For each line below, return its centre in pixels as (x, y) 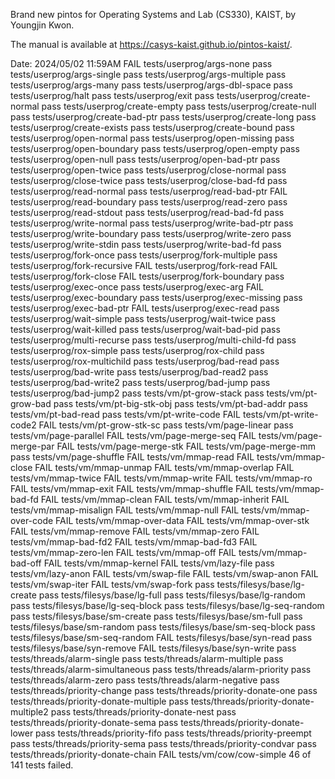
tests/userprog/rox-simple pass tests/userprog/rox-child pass (137, 350)
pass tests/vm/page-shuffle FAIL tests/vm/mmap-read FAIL (132, 457)
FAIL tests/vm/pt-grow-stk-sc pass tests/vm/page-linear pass (166, 425)
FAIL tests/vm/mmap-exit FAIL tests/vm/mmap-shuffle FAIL (132, 488)
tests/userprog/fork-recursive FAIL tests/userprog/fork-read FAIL (144, 265)
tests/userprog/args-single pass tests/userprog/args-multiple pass (148, 74)
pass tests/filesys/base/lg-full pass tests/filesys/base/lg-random (172, 595)
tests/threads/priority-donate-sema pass (94, 722)
